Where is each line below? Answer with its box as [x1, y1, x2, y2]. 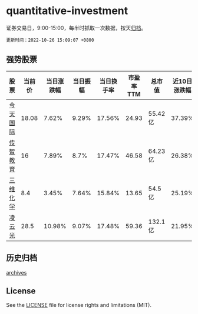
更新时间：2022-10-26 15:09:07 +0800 [6, 37, 94, 43]
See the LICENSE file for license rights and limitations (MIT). [6, 302, 152, 309]
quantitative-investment [6, 4, 128, 18]
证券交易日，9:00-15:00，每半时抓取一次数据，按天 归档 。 [6, 24, 147, 31]
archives [6, 269, 27, 276]
